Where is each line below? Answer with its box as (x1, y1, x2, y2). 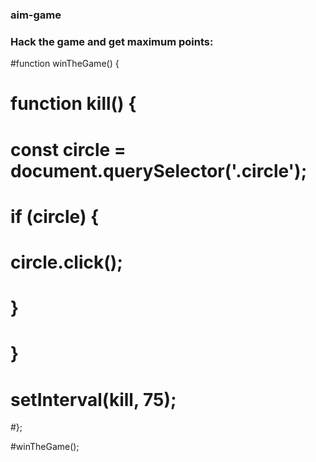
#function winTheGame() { (10, 58, 120, 70)
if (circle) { (10, 205, 100, 228)
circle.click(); (10, 251, 123, 273)
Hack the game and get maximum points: (10, 34, 214, 48)
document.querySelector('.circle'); (10, 159, 308, 182)
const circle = (10, 138, 127, 161)
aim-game (10, 8, 62, 22)
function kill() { (10, 93, 137, 115)
